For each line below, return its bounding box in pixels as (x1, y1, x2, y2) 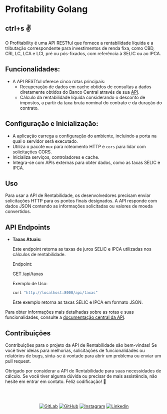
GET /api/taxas (12, 271, 43, 277)
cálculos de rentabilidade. (12, 252, 66, 258)
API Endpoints (5, 223, 50, 232)
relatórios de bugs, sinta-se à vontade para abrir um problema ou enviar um (5, 352, 161, 359)
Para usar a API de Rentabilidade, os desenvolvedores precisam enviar (5, 192, 151, 198)
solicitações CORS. (12, 149, 52, 155)
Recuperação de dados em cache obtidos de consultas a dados (19, 84, 151, 90)
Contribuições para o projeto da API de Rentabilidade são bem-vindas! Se (5, 342, 157, 348)
